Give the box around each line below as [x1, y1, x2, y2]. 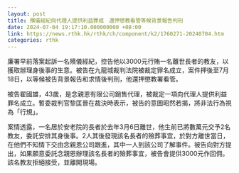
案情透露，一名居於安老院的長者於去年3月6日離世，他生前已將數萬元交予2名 [7, 123, 231, 131]
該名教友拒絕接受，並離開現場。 [7, 158, 101, 167]
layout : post [7, 10, 46, 18]
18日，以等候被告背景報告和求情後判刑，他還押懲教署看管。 [7, 75, 183, 84]
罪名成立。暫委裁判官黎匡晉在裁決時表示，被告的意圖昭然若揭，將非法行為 [7, 99, 225, 107]
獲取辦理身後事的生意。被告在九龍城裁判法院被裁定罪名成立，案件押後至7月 [7, 66, 229, 74]
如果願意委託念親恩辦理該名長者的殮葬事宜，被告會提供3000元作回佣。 [19, 150, 229, 158]
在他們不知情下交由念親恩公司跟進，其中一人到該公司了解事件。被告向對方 [7, 140, 225, 149]
